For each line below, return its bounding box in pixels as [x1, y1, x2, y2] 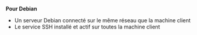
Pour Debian [5, 5, 37, 12]
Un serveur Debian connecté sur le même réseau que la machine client [14, 17, 191, 24]
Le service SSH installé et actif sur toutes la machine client [14, 24, 160, 30]
